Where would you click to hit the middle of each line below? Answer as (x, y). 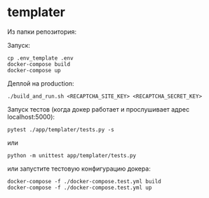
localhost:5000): (31, 117)
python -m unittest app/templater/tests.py (72, 155)
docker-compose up (34, 70)
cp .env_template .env (40, 58)
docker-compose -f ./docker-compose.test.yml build (84, 181)
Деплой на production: (41, 83)
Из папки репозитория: (42, 32)
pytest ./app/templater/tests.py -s (61, 130)
